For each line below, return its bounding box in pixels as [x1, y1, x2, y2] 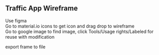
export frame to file [5, 43, 46, 50]
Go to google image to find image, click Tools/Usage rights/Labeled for [5, 28, 154, 35]
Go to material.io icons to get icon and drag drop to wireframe [5, 23, 135, 29]
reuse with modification [5, 34, 55, 40]
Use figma [5, 17, 27, 23]
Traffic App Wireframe [5, 4, 78, 13]
